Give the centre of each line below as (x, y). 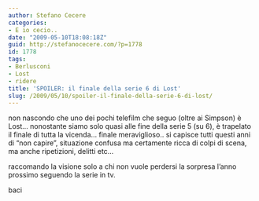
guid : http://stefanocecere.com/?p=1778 (76, 45)
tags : (17, 60)
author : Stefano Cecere (47, 15)
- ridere (22, 81)
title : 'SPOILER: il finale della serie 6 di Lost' (94, 88)
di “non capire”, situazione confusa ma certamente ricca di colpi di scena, (128, 143)
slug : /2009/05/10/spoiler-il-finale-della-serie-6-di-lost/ (111, 96)
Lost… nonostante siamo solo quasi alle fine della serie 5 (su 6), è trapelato (130, 126)
